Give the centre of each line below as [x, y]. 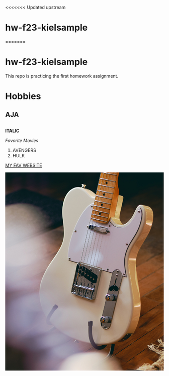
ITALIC [12, 131]
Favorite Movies [22, 140]
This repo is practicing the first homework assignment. [62, 76]
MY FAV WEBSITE [24, 165]
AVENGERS [24, 150]
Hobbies [23, 97]
